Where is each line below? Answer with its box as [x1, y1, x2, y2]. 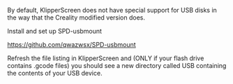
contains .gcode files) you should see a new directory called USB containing [7, 62, 227, 69]
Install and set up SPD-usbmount [7, 27, 103, 35]
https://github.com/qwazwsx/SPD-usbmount [7, 41, 136, 48]
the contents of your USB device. [7, 69, 103, 77]
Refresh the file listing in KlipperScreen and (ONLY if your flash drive [7, 54, 204, 62]
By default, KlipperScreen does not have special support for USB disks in [7, 6, 218, 14]
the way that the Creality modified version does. [7, 13, 145, 22]
